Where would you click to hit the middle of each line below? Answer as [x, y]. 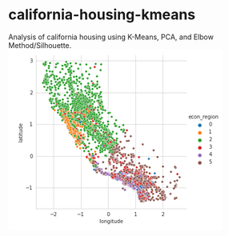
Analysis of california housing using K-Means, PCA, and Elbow [111, 37]
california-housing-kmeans [102, 15]
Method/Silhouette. [40, 45]
